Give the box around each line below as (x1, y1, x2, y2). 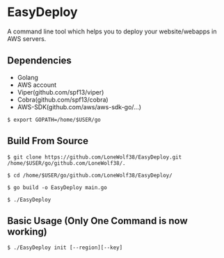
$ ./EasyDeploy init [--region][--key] (7, 244, 123, 251)
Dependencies (7, 55, 72, 67)
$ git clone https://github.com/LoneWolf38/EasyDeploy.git (7, 154, 182, 161)
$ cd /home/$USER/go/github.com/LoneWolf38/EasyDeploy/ (7, 172, 173, 179)
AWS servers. (7, 34, 47, 42)
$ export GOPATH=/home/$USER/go (7, 116, 101, 123)
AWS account (17, 81, 57, 89)
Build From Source (7, 135, 89, 147)
